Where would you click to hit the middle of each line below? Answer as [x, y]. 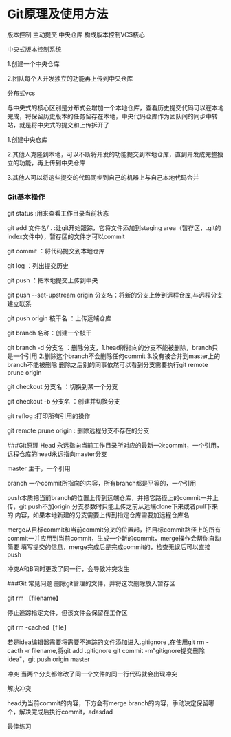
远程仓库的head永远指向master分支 [57, 454]
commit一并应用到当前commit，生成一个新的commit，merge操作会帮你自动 [114, 539]
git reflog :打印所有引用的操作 [49, 416]
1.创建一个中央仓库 [33, 63]
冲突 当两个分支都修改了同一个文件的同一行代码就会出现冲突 [92, 674]
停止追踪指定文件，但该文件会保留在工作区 [67, 613]
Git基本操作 [26, 197]
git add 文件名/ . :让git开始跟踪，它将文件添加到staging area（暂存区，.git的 [114, 228]
